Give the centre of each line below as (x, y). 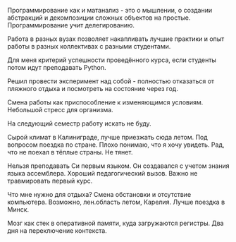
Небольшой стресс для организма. (61, 110)
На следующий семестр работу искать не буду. (79, 123)
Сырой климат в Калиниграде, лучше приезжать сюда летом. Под (107, 137)
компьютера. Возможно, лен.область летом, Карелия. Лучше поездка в (116, 202)
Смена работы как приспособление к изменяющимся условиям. (105, 102)
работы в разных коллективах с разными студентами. (89, 46)
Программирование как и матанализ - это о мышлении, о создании (110, 10)
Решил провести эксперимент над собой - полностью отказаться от (111, 81)
